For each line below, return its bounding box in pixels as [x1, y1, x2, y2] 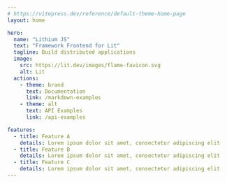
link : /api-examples [25, 114, 86, 121]
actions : [13, 75, 39, 82]
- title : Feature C [13, 159, 71, 166]
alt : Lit [20, 68, 45, 75]
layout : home [7, 17, 45, 24]
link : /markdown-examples [25, 94, 101, 101]
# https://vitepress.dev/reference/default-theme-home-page [7, 10, 186, 17]
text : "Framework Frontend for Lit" [13, 43, 120, 50]
